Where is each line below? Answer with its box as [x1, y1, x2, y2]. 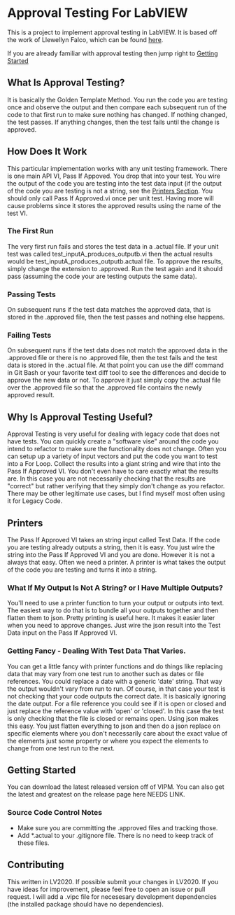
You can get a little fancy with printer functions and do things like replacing [7, 662, 223, 670]
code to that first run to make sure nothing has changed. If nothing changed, [7, 110, 227, 118]
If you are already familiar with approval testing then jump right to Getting [7, 49, 218, 57]
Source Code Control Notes [7, 808, 103, 818]
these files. [17, 839, 50, 847]
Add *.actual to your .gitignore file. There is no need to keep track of [17, 831, 214, 839]
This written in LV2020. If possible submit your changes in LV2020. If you [7, 877, 219, 886]
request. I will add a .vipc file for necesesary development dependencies [7, 892, 217, 901]
